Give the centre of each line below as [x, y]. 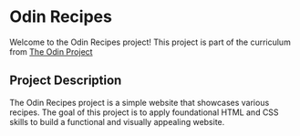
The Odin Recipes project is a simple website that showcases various [140, 102]
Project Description [66, 81]
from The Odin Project [51, 51]
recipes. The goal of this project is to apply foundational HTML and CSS [145, 112]
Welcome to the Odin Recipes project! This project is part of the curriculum [150, 42]
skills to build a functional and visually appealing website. [117, 121]
